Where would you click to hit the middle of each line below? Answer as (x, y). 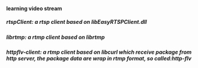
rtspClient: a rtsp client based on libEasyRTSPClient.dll (76, 22)
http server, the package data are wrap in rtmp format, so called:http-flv (99, 58)
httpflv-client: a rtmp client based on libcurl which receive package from (99, 52)
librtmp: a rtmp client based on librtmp (55, 37)
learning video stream (34, 8)
